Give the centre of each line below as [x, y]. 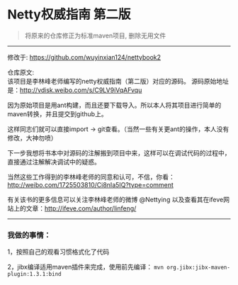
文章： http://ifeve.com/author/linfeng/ [81, 208]
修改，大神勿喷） [32, 138]
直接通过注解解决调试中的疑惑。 [54, 162]
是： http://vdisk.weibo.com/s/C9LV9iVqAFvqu [75, 90]
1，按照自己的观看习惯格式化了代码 [58, 252]
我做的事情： [29, 235]
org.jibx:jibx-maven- [198, 268]
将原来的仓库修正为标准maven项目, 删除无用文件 [95, 35]
